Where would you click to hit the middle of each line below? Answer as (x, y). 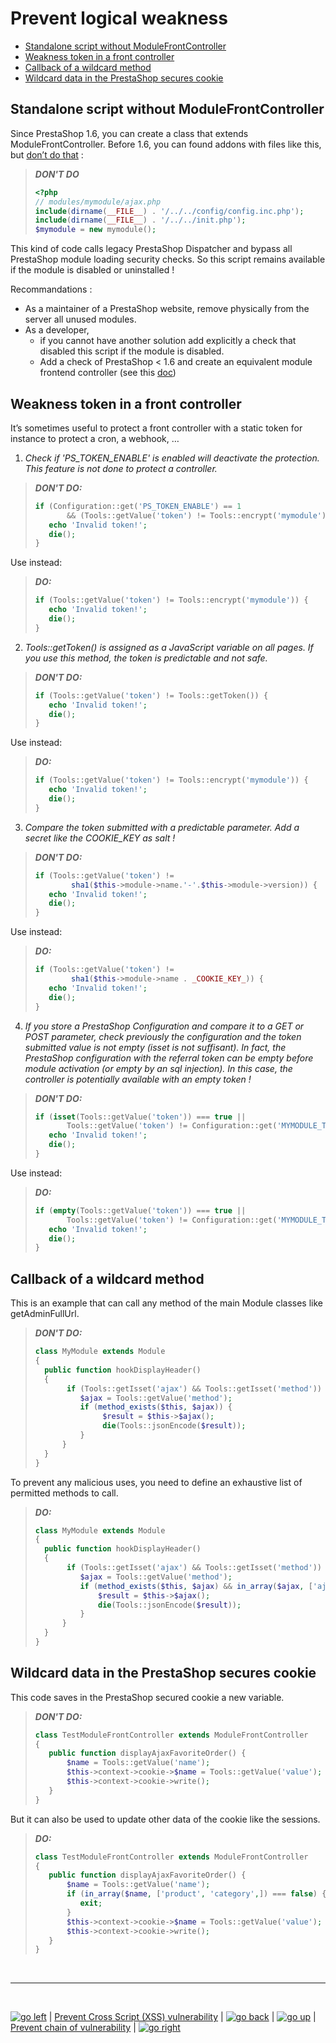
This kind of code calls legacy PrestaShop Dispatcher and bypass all (151, 249)
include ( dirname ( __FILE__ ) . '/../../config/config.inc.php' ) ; (169, 211)
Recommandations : (51, 289)
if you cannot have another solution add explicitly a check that (168, 341)
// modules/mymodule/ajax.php (98, 202)
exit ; (91, 1903)
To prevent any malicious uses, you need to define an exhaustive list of (156, 1482)
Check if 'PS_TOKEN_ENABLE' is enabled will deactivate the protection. (172, 458)
